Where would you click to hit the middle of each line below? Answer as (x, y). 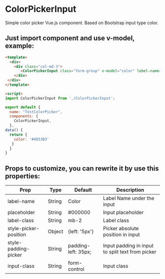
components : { (24, 116)
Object (55, 232)
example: (20, 46)
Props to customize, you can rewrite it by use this (82, 168)
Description (130, 190)
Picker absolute (121, 229)
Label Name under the (129, 198)
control (76, 269)
